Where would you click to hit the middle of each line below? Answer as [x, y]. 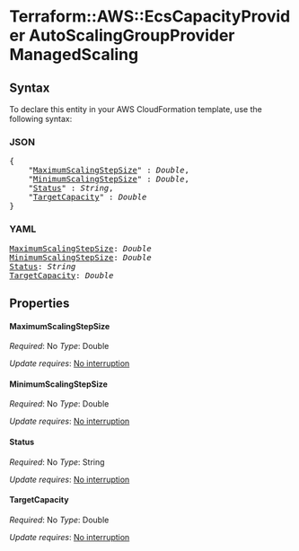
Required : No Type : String [57, 462]
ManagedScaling [74, 55]
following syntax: [41, 119]
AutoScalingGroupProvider [132, 35]
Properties [40, 303]
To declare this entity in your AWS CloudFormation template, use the [136, 109]
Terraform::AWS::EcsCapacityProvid [150, 17]
